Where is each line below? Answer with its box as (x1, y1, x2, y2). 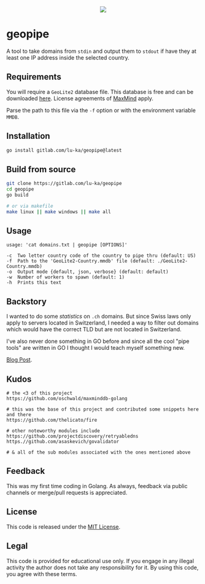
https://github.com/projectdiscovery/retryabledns (6, 433, 139, 440)
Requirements (6, 72, 61, 82)
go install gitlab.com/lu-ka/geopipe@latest (6, 147, 122, 153)
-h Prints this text (6, 280, 62, 286)
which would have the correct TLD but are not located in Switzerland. (6, 326, 182, 333)
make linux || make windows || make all (6, 208, 112, 215)
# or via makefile (6, 203, 53, 209)
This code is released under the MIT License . (6, 523, 121, 531)
